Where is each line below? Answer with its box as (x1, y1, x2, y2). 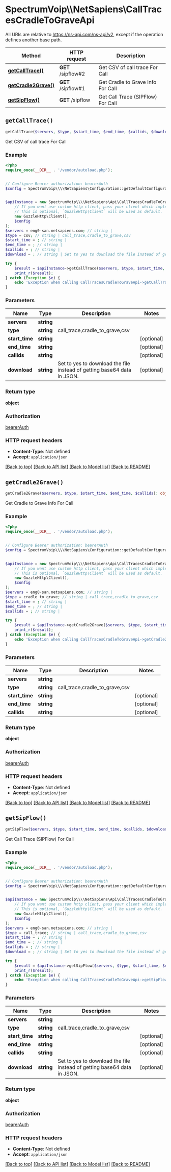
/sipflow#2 (59, 70, 85, 77)
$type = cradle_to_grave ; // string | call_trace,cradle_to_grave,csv (5, 594, 158, 599)
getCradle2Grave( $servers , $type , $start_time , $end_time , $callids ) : (5, 491, 158, 496)
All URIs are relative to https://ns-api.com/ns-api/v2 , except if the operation (5, 31, 164, 37)
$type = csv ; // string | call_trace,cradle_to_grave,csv (5, 233, 131, 238)
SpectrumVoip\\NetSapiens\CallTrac (5, 4, 162, 15)
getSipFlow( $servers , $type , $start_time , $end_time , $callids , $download (5, 826, 167, 832)
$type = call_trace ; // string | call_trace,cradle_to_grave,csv (5, 930, 147, 935)
